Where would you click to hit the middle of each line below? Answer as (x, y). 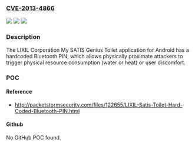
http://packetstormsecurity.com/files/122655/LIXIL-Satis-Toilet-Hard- (98, 105)
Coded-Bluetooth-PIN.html (47, 111)
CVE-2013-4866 (30, 8)
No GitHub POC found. (34, 137)
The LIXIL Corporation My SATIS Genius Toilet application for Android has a (98, 50)
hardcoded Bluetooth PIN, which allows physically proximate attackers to (95, 56)
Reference (19, 92)
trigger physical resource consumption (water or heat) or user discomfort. (96, 62)
